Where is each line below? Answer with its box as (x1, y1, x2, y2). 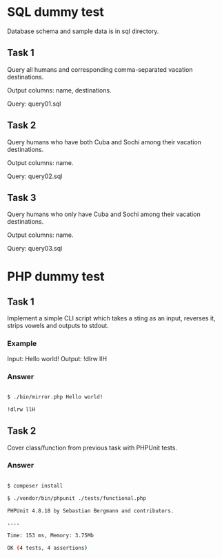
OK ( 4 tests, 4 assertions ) (7, 545, 88, 552)
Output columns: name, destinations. (7, 86, 112, 94)
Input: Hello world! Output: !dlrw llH (7, 354, 108, 363)
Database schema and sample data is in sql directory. (7, 27, 159, 35)
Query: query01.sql (7, 99, 61, 108)
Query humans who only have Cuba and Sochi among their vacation (7, 210, 201, 218)
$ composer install (7, 482, 63, 489)
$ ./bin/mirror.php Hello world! (7, 393, 103, 401)
